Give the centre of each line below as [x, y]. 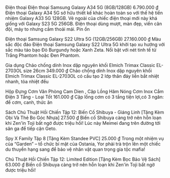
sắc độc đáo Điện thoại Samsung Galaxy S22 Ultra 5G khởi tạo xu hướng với [85, 44]
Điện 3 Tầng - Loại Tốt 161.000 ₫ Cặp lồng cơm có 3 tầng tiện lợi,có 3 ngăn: [85, 97]
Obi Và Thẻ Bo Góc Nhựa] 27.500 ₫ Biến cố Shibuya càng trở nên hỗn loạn [83, 118]
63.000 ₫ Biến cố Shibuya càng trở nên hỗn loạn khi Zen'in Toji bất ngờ [80, 165]
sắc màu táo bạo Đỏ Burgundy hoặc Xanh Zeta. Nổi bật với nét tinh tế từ [81, 50]
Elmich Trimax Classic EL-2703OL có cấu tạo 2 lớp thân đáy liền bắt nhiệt [82, 76]
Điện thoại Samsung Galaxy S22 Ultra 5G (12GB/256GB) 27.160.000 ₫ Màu [83, 39]
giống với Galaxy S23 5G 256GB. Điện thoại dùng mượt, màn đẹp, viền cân [84, 24]
